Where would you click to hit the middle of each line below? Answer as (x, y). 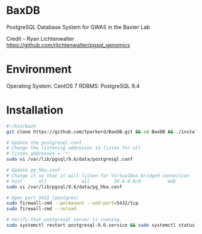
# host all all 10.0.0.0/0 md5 (91, 181)
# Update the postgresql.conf (44, 142)
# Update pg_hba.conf (33, 170)
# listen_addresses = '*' (38, 154)
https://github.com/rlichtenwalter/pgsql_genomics (68, 45)
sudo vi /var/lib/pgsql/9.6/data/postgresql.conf (70, 160)
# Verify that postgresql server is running (63, 220)
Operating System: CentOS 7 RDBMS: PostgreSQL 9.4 (73, 86)
